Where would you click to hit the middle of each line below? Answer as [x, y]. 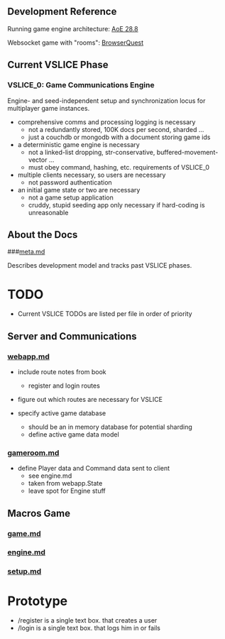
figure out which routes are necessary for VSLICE [90, 399]
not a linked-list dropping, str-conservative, [92, 152]
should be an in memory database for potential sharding [110, 427]
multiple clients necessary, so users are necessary [92, 175]
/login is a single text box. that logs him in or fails [89, 628]
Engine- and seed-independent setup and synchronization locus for [106, 100]
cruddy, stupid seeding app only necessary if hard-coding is [116, 204]
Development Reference [62, 12]
